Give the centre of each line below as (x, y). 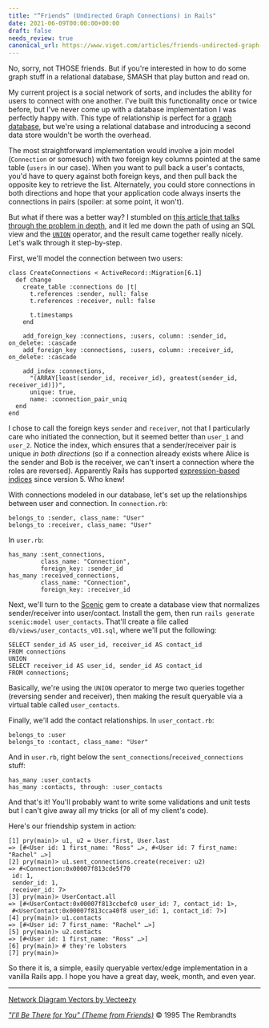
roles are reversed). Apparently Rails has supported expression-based (124, 471)
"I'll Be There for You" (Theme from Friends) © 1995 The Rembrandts (122, 1015)
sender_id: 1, (35, 883)
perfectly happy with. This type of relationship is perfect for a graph (120, 118)
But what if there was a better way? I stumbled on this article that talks (124, 217)
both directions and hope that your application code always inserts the (125, 193)
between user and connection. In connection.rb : (88, 504)
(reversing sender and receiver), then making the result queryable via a (126, 696)
